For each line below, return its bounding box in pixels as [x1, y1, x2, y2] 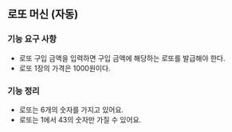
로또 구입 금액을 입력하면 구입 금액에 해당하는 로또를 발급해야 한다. [18, 53, 226, 62]
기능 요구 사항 [7, 34, 57, 45]
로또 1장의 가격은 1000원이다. [18, 63, 111, 73]
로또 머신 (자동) [7, 7, 79, 22]
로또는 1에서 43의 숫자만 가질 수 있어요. [18, 114, 142, 124]
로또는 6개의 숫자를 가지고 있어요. [18, 105, 124, 114]
